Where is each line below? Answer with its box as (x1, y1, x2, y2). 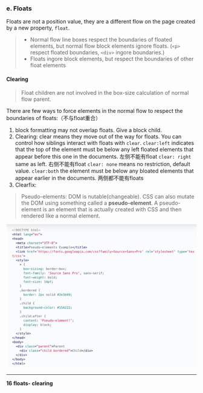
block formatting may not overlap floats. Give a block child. (14, 126, 162, 133)
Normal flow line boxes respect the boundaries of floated (30, 36, 172, 43)
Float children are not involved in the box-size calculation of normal (21, 89, 189, 96)
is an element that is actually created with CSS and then (42, 205, 182, 212)
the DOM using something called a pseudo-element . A (21, 199, 158, 206)
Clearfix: (14, 181, 37, 188)
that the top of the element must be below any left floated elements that (14, 145, 194, 153)
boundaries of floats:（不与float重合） (6, 114, 101, 121)
